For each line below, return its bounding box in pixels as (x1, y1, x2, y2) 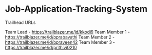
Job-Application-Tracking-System (5, 3, 148, 15)
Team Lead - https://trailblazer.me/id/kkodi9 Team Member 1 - (5, 29, 130, 35)
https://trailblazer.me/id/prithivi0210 (5, 44, 77, 50)
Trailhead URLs (5, 19, 36, 25)
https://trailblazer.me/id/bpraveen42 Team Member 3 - (5, 39, 115, 45)
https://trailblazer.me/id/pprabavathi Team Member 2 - (5, 34, 115, 40)
